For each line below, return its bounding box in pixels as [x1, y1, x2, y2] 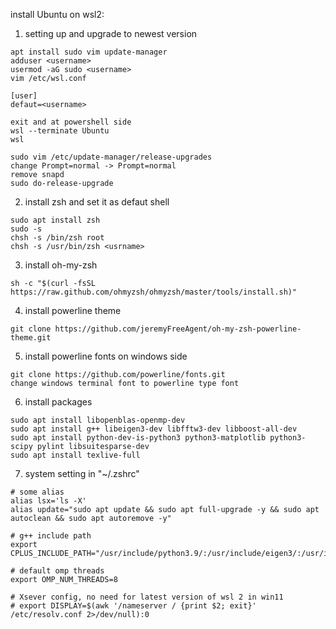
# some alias [10, 487, 65, 497]
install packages [24, 396, 93, 408]
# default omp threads [10, 566, 105, 576]
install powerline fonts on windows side [24, 350, 188, 362]
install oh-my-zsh [24, 259, 98, 271]
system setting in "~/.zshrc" [24, 468, 140, 479]
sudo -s [10, 224, 43, 234]
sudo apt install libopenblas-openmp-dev [10, 415, 186, 425]
